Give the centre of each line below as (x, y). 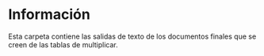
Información (50, 15)
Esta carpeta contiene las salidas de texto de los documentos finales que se (132, 36)
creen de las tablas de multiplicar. (63, 44)
